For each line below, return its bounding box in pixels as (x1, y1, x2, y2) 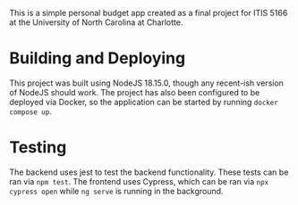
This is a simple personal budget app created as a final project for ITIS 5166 (9, 8, 288, 18)
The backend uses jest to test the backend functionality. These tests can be (9, 167, 289, 177)
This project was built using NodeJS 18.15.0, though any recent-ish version (9, 78, 285, 88)
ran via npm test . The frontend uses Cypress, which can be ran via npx (9, 176, 269, 186)
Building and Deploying (9, 48, 186, 69)
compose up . (9, 106, 52, 117)
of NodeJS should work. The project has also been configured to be (9, 86, 260, 97)
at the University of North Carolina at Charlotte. (9, 17, 183, 28)
